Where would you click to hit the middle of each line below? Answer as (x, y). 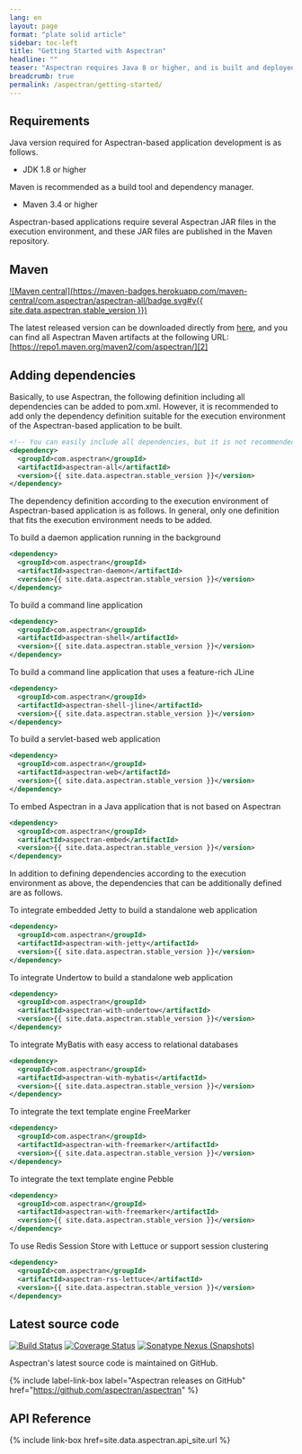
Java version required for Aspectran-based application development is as (146, 143)
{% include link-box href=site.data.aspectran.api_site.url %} (120, 1440)
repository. (29, 241)
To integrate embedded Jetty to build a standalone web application (133, 910)
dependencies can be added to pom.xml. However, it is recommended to (144, 407)
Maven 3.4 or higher (60, 204)
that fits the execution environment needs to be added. (111, 520)
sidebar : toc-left (44, 43)
